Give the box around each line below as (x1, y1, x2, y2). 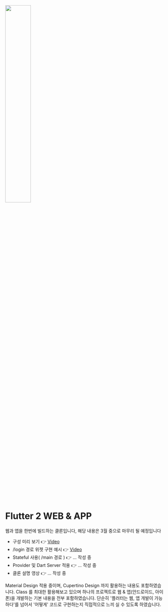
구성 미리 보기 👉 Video (12, 538, 60, 544)
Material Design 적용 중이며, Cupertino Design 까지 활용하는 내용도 (5, 582, 140, 588)
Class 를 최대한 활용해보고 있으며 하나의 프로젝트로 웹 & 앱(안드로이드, (16, 589, 154, 595)
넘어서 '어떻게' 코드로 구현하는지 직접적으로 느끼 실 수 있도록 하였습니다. (20, 601, 161, 607)
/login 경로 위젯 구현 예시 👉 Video (12, 546, 82, 552)
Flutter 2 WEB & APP (5, 510, 92, 522)
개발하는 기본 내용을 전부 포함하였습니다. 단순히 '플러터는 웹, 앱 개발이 (16, 595, 153, 601)
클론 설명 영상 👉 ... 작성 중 (12, 570, 67, 576)
